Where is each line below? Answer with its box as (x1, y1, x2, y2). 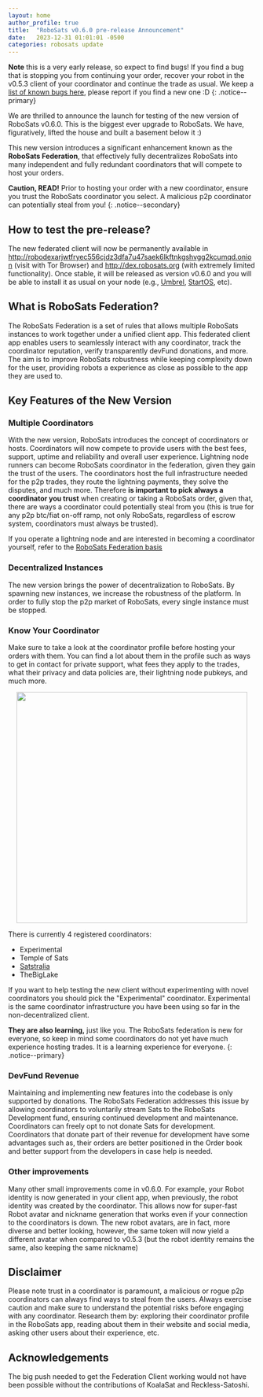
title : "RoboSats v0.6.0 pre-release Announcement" (8, 26, 184, 34)
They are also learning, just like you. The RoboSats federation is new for (8, 1026, 243, 1035)
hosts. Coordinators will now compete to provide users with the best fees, (8, 444, 247, 453)
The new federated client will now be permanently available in (8, 243, 209, 253)
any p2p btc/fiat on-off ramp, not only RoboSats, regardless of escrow (8, 511, 236, 520)
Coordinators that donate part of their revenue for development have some (8, 1130, 250, 1140)
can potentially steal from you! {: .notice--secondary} (8, 200, 181, 209)
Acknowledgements (8, 1351, 109, 1364)
